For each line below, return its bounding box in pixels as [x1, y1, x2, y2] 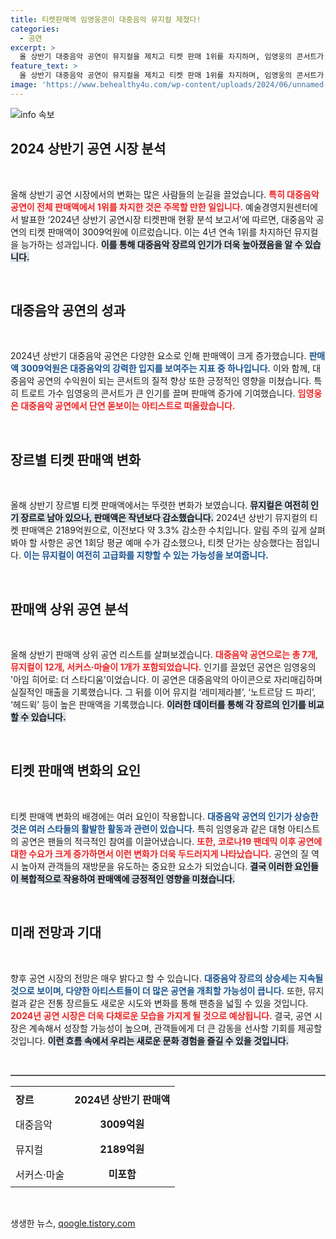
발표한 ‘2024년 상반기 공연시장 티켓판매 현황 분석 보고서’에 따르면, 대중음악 [20, 213, 314, 225]
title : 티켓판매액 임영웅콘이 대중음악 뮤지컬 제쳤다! [10, 14, 202, 25]
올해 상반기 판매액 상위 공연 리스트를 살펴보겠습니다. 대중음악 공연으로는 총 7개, [10, 649, 318, 660]
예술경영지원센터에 [245, 201, 318, 213]
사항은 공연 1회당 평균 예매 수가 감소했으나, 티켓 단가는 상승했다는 [39, 537, 294, 549]
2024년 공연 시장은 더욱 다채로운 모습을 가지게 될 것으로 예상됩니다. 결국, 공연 [10, 1009, 313, 1021]
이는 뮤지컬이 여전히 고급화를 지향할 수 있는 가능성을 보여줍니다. [23, 549, 269, 561]
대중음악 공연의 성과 [10, 302, 126, 319]
